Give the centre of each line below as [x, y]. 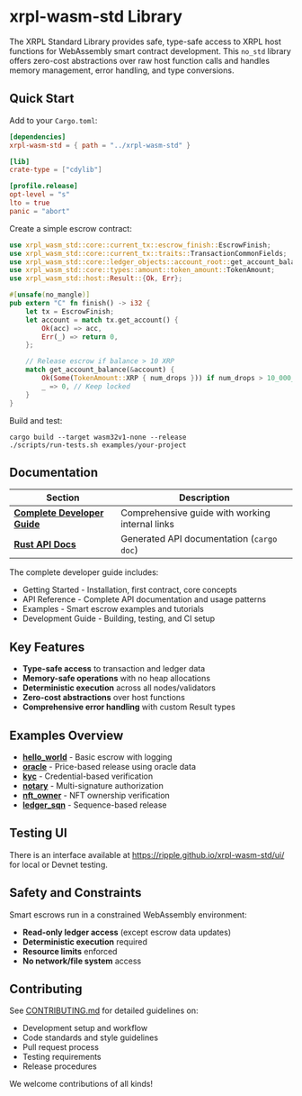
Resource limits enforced [70, 951]
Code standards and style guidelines [90, 1037]
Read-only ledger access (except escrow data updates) [127, 932]
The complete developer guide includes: [84, 572]
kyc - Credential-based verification [88, 776]
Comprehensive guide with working [196, 513]
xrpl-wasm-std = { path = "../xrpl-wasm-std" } [100, 145]
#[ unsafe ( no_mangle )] [50, 295]
